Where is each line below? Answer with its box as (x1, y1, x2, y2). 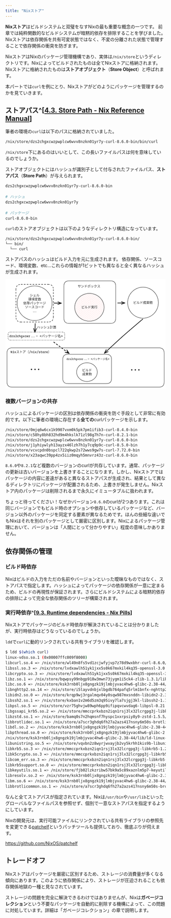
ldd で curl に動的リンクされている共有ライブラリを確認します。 (5, 639, 137, 645)
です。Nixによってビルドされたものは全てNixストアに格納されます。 (18, 60, 161, 66)
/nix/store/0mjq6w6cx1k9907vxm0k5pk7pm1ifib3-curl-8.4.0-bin (5, 427, 138, 433)
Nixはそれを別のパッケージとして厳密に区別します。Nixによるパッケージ (9, 518, 161, 524)
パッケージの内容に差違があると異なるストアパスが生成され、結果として (5, 475, 157, 481)
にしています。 (5, 806, 37, 813)
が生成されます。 (5, 269, 41, 275)
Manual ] (5, 115, 32, 123)
